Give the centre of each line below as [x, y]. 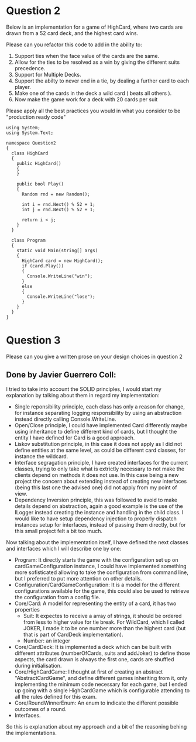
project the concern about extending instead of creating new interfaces [101, 481]
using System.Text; [30, 133]
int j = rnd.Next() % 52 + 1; [58, 209]
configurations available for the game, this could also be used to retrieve [102, 591]
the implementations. [32, 733]
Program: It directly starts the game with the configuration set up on [96, 559]
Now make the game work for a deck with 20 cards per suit [86, 99]
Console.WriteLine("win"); [60, 276]
